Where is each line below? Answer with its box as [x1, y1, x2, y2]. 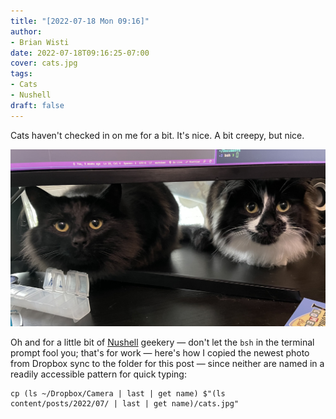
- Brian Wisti [10, 37, 70, 47]
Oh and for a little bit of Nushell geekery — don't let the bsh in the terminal [10, 336, 315, 348]
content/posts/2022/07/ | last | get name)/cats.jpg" [10, 398, 240, 409]
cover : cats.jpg [10, 58, 78, 69]
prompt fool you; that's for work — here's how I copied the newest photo [10, 346, 310, 359]
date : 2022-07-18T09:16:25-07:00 [10, 48, 150, 58]
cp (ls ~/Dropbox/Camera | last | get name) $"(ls [10, 388, 226, 399]
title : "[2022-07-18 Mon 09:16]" [10, 16, 150, 26]
